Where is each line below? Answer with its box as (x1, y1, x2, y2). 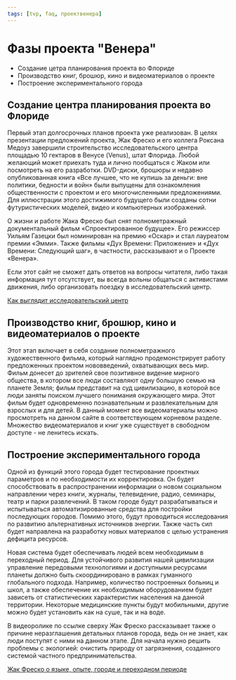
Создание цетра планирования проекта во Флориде (17, 64, 175, 72)
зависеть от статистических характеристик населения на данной (7, 593, 205, 601)
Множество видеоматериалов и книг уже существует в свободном (7, 421, 210, 429)
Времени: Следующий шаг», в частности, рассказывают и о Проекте (7, 247, 216, 255)
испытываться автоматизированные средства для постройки (7, 505, 193, 513)
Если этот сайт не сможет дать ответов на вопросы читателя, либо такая (7, 268, 228, 276)
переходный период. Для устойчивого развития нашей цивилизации (7, 556, 214, 564)
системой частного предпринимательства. (7, 651, 137, 660)
